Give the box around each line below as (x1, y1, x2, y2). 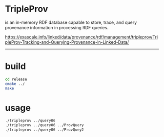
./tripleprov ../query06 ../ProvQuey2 (5, 127, 84, 132)
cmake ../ (5, 81, 25, 86)
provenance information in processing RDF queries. (5, 24, 109, 30)
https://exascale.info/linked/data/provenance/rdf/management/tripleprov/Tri (5, 34, 158, 40)
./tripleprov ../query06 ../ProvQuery (5, 123, 84, 128)
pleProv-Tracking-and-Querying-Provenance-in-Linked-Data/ (5, 39, 129, 45)
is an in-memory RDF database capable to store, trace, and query (5, 19, 137, 25)
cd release (5, 77, 27, 82)
